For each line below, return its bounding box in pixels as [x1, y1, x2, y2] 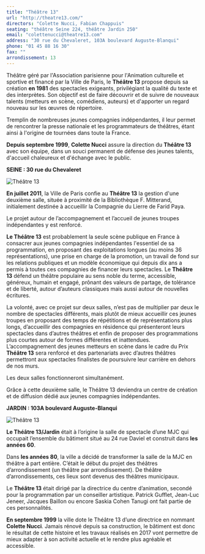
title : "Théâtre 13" [6, 9, 59, 15]
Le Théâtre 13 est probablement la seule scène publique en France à [6, 233, 180, 240]
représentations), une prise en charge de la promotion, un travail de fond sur [6, 252, 199, 260]
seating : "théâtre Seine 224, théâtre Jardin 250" [6, 26, 138, 33]
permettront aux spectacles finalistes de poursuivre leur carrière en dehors [6, 355, 196, 363]
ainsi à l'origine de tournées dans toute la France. [6, 129, 131, 136]
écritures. [6, 291, 31, 299]
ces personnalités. [6, 504, 53, 511]
